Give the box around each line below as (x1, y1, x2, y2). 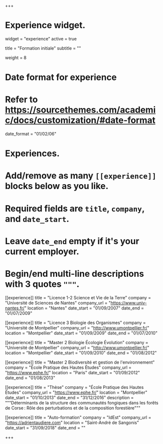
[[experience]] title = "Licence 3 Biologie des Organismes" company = (5, 320, 146, 326)
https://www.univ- (110, 300, 147, 306)
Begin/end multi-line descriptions (5, 269, 145, 279)
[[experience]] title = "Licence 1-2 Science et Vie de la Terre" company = (5, 294, 151, 300)
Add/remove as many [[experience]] (5, 170, 157, 181)
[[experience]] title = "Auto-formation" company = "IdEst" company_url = (5, 414, 152, 420)
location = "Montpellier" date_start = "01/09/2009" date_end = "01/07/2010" (5, 330, 158, 336)
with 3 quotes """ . (5, 279, 80, 290)
